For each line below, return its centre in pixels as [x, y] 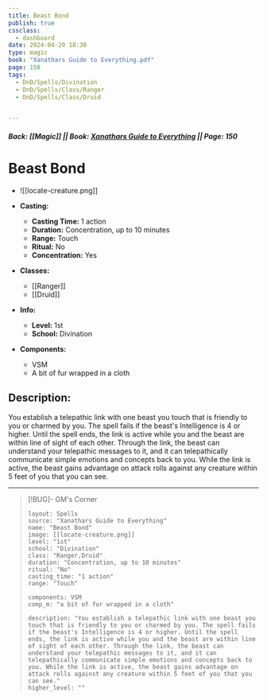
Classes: [35, 270]
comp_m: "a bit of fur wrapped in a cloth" [101, 604]
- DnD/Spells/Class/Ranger [60, 89]
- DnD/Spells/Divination [56, 82]
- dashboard [35, 38]
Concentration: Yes [64, 255]
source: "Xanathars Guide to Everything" [97, 521]
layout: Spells [53, 514]
